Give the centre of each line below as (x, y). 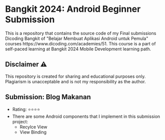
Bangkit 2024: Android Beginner (73, 9)
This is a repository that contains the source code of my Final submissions (81, 33)
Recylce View (34, 127)
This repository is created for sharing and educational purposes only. (75, 76)
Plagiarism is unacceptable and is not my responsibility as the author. (76, 81)
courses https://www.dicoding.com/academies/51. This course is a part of (81, 43)
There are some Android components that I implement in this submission (86, 116)
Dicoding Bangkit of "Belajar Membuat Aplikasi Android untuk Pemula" (77, 38)
